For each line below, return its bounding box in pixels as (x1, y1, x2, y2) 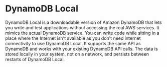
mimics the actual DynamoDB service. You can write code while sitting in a (5, 30, 159, 36)
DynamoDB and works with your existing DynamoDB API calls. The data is (5, 46, 158, 52)
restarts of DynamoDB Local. (5, 56, 65, 62)
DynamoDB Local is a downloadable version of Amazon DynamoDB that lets (5, 19, 162, 25)
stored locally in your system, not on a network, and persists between (5, 51, 149, 57)
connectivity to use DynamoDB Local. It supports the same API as (5, 40, 141, 46)
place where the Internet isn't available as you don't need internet (5, 35, 141, 41)
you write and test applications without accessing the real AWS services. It (5, 24, 159, 30)
